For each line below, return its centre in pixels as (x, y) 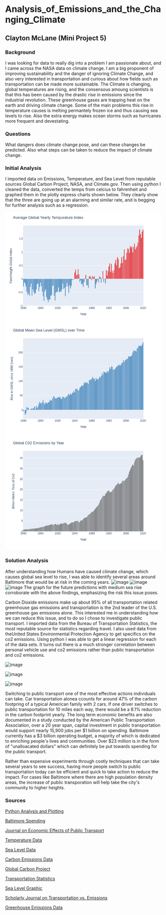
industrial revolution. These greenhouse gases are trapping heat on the (78, 100)
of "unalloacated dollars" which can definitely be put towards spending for (81, 746)
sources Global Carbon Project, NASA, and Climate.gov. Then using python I (83, 184)
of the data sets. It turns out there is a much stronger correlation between (80, 644)
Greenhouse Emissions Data (34, 908)
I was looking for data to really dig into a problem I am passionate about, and (83, 63)
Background (20, 52)
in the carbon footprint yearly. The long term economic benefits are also (79, 714)
